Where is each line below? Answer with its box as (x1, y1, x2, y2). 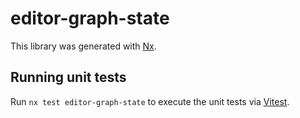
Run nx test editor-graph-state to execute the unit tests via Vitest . (10, 95, 290, 107)
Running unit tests (10, 69, 127, 86)
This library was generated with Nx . (10, 40, 157, 52)
